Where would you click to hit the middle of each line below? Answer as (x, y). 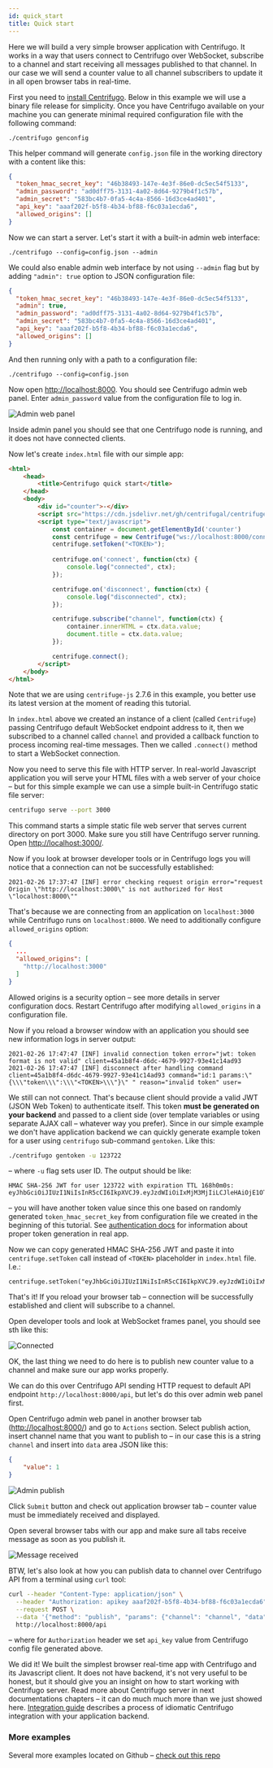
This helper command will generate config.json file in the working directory (135, 153)
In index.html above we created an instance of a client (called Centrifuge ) (132, 719)
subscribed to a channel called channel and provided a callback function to (134, 736)
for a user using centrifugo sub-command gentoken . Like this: (112, 1140)
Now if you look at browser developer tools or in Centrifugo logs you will (129, 859)
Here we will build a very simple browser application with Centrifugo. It (127, 46)
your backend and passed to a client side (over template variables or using (134, 1114)
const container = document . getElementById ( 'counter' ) (147, 529)
